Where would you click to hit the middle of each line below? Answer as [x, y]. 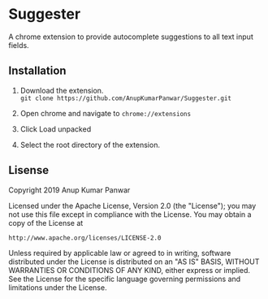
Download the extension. [62, 90]
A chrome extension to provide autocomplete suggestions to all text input [131, 37]
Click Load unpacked [56, 129]
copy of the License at [46, 223]
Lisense [29, 170]
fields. [19, 45]
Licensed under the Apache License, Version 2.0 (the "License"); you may [132, 206]
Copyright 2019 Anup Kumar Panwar [69, 190]
